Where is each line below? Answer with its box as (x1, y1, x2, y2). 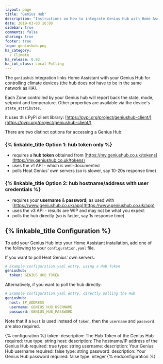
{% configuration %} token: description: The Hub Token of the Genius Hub (5, 332, 154, 339)
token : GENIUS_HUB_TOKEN (9, 273, 60, 278)
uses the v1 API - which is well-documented (12, 163, 100, 169)
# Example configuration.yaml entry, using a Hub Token (5, 264, 120, 268)
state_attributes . (5, 105, 41, 111)
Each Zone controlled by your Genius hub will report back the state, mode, (5, 95, 154, 100)
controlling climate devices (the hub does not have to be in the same (5, 80, 142, 86)
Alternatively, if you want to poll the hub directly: (5, 282, 102, 287)
